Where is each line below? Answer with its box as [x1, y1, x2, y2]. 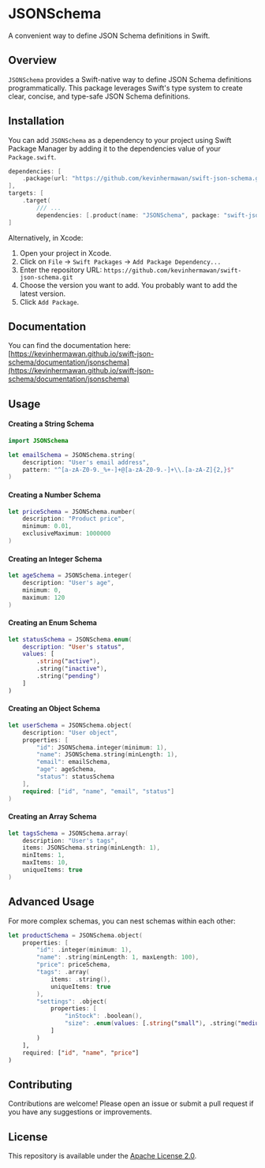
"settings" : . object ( [36, 998, 108, 1005]
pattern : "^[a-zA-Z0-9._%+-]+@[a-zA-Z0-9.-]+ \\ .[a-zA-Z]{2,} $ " [22, 466, 235, 474]
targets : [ [8, 189, 44, 197]
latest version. [19, 289, 66, 298]
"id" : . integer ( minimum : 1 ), [36, 946, 132, 954]
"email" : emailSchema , [36, 758, 111, 766]
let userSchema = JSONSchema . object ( [8, 721, 132, 729]
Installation [8, 114, 65, 128]
